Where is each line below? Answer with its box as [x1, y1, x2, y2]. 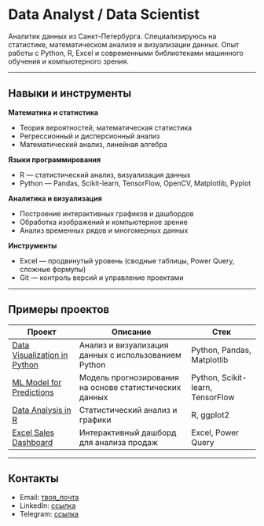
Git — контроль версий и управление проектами [19, 273, 184, 282]
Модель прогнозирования [79, 372, 179, 383]
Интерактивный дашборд [79, 427, 177, 438]
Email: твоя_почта [19, 493, 79, 502]
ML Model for [12, 377, 62, 388]
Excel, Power [191, 427, 240, 438]
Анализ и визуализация [79, 340, 169, 351]
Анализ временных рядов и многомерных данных [19, 226, 189, 235]
